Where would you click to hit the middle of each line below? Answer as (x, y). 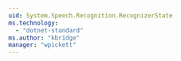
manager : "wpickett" (43, 45)
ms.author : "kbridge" (44, 38)
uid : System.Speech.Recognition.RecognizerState (90, 15)
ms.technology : (33, 23)
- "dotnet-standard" (49, 30)
